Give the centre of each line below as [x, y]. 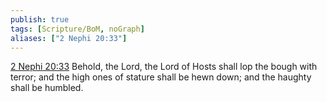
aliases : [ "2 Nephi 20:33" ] [69, 38]
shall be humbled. [47, 88]
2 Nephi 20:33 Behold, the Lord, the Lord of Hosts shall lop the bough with [164, 67]
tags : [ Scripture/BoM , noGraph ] [77, 29]
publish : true [40, 19]
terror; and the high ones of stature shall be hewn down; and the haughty [161, 77]
